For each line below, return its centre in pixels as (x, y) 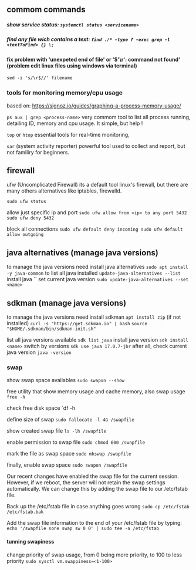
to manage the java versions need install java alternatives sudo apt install (97, 267)
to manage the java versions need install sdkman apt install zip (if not (94, 317)
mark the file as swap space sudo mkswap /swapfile (69, 454)
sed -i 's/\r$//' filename (40, 78)
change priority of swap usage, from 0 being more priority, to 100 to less (94, 555)
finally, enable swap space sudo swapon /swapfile (67, 465)
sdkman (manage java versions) (67, 303)
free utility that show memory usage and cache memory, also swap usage (96, 392)
